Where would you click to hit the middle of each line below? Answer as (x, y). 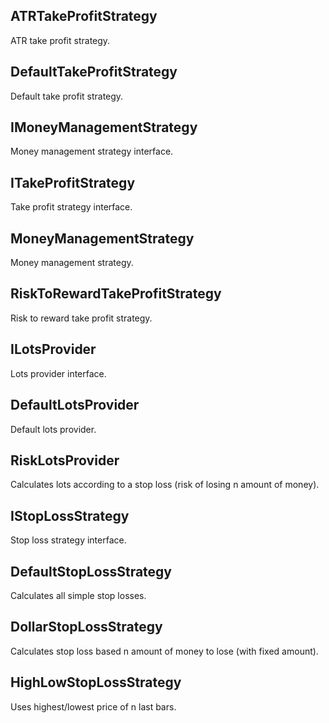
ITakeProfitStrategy (73, 182)
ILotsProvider (53, 349)
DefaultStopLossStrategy (91, 571)
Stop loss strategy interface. (68, 540)
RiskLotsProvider (65, 460)
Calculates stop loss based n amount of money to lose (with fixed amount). (164, 651)
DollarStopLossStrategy (86, 627)
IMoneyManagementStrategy (104, 127)
